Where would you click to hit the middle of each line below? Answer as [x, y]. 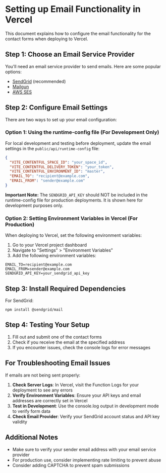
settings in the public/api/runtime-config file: [52, 148]
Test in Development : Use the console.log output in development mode [85, 406]
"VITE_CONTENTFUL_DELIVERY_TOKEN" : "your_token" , [62, 167]
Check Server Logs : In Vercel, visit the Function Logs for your [76, 384]
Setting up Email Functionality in [73, 9]
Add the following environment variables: [54, 256]
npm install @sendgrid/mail [34, 310]
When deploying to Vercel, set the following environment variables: [74, 235]
